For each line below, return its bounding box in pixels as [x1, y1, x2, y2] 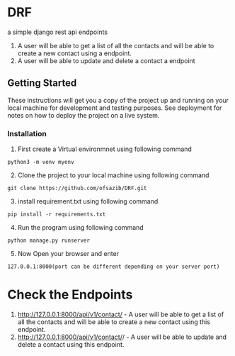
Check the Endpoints [7, 287, 133, 303]
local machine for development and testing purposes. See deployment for [7, 104, 222, 112]
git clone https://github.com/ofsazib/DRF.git [7, 185, 147, 192]
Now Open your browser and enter [17, 250, 119, 258]
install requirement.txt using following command [17, 197, 159, 206]
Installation [7, 128, 47, 138]
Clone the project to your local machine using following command [17, 171, 210, 179]
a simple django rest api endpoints [7, 28, 108, 36]
